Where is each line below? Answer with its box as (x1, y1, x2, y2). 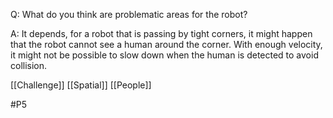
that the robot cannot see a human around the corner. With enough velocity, (10, 39, 323, 50)
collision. (10, 60, 48, 71)
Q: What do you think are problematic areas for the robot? (10, 9, 248, 20)
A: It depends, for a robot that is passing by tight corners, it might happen (10, 28, 313, 39)
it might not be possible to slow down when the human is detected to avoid (10, 49, 319, 61)
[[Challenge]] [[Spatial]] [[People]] (10, 79, 152, 91)
